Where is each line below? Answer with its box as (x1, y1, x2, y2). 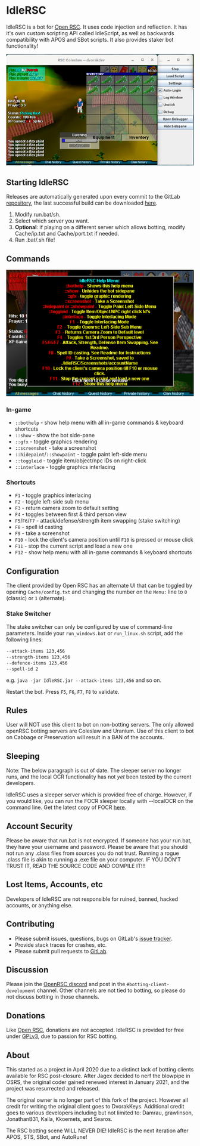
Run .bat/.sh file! (14, 236, 55, 243)
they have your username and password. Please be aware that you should (6, 844, 188, 851)
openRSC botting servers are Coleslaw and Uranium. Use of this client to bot (6, 727, 194, 734)
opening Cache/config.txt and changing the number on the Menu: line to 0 (6, 588, 187, 595)
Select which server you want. (14, 217, 89, 224)
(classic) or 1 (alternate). (6, 595, 67, 602)
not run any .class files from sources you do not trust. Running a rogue (6, 850, 180, 857)
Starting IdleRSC (6, 177, 69, 187)
